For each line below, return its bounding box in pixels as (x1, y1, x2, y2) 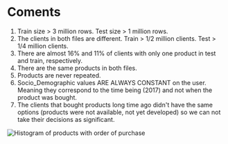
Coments (7, 4, 61, 20)
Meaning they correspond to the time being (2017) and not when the (17, 86, 213, 94)
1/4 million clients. (17, 42, 69, 50)
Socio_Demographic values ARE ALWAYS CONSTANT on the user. (17, 78, 207, 87)
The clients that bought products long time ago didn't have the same (17, 100, 213, 109)
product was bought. (17, 93, 78, 101)
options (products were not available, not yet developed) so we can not (17, 108, 221, 116)
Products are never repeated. (17, 71, 102, 80)
